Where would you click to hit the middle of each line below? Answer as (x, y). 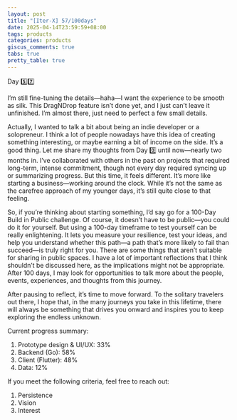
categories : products (39, 41)
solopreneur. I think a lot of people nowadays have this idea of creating (111, 134)
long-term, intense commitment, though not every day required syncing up (117, 168)
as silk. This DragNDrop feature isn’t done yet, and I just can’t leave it (109, 105)
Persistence (35, 395)
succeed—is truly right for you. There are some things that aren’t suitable (115, 250)
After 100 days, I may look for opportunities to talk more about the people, (116, 273)
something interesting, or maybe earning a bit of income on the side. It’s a (115, 142)
